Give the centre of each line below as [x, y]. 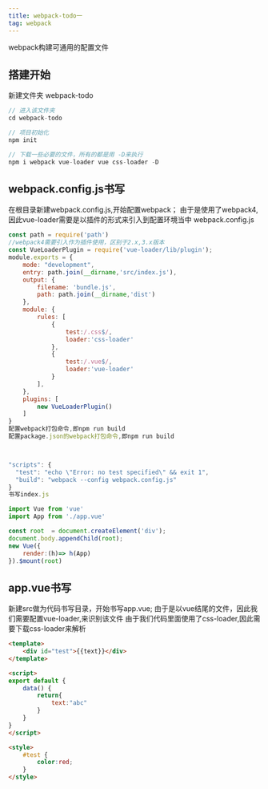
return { [50, 696]
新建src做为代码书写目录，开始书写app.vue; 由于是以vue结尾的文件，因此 [130, 609]
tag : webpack [30, 23]
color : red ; [55, 763]
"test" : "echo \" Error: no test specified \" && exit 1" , [112, 472]
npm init [23, 140]
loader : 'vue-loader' [100, 370]
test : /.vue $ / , [89, 362]
